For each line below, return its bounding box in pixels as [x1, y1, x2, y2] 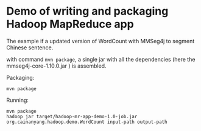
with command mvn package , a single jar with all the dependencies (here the [6, 55, 196, 63]
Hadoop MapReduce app [6, 17, 134, 31]
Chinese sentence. [6, 44, 54, 51]
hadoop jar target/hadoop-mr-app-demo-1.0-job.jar [6, 113, 138, 119]
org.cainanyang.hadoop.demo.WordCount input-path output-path [6, 119, 167, 125]
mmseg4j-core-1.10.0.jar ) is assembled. [6, 62, 107, 69]
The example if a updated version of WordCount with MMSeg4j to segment [6, 37, 195, 44]
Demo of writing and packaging [6, 4, 169, 18]
